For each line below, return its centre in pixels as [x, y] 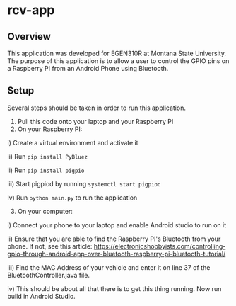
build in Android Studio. [41, 296]
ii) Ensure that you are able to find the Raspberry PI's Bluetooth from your [114, 239]
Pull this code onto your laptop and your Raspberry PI [95, 121]
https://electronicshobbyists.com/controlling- [160, 246]
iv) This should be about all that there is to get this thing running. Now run [114, 288]
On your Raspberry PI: [50, 129]
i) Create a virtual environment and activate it [73, 142]
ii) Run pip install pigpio [46, 170]
